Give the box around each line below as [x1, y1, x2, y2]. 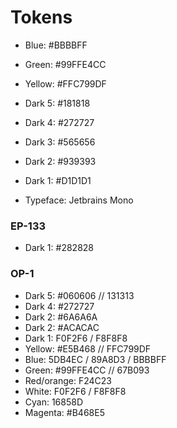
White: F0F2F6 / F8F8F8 [24, 385, 127, 397]
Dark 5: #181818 [24, 97, 91, 109]
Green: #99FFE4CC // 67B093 [24, 364, 150, 376]
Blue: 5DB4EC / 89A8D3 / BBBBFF [24, 353, 167, 365]
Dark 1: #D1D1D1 [24, 174, 92, 186]
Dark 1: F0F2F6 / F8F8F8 [24, 332, 128, 344]
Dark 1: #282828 [24, 242, 95, 254]
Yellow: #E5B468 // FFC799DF [24, 342, 152, 355]
